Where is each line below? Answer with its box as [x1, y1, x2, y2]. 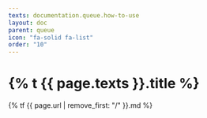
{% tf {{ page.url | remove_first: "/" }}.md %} [8, 101, 152, 110]
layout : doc [8, 19, 47, 27]
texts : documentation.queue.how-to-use [8, 11, 140, 20]
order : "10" [8, 41, 47, 49]
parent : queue [8, 26, 55, 34]
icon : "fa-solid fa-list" [8, 33, 93, 42]
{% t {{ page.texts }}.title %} [8, 75, 200, 93]
